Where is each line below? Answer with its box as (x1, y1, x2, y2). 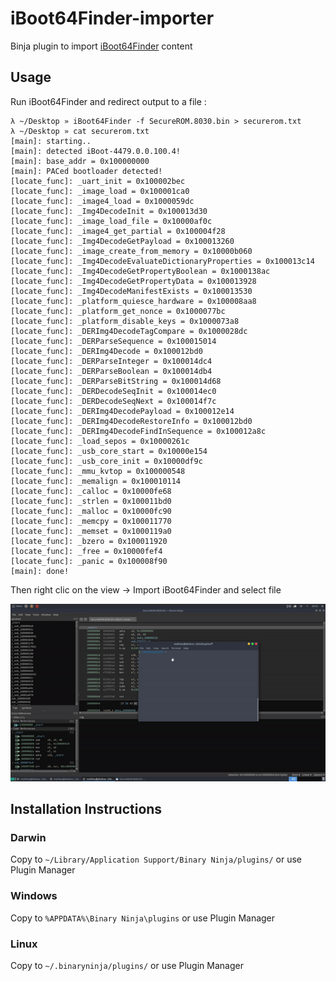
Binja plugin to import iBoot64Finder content (10, 40, 193, 52)
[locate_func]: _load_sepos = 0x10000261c (10, 436, 190, 446)
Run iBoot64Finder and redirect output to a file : (10, 95, 207, 107)
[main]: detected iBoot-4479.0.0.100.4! (10, 146, 182, 156)
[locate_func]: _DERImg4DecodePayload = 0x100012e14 (10, 406, 235, 416)
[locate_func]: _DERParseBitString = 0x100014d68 (10, 376, 222, 386)
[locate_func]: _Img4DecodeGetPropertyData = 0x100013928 (10, 276, 257, 286)
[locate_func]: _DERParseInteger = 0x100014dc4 (10, 356, 213, 366)
